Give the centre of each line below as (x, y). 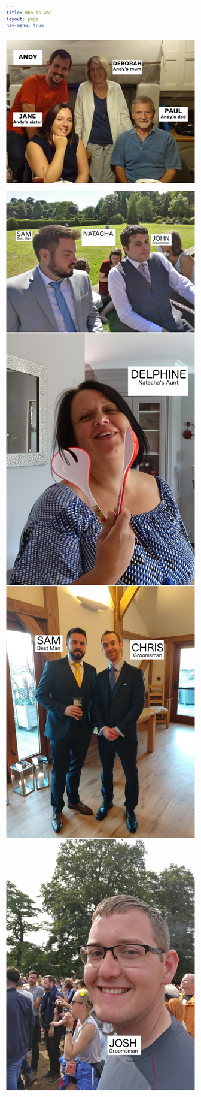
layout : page (22, 19)
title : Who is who (29, 13)
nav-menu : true (25, 25)
